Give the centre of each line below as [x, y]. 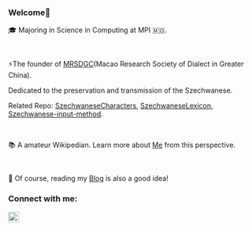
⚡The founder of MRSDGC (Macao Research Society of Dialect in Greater [126, 64]
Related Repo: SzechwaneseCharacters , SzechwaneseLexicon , [111, 106]
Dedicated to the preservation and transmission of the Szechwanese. [120, 90]
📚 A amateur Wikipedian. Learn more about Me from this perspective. [122, 145]
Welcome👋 [30, 13]
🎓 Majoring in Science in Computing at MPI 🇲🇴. [87, 30]
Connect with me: [43, 199]
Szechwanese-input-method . [56, 114]
